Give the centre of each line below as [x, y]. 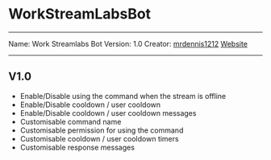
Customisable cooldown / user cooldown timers [99, 138]
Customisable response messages [77, 147]
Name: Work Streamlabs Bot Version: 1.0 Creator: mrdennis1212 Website [128, 43]
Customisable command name [71, 121]
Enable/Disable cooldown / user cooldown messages [108, 113]
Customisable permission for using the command [102, 130]
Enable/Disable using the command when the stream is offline [123, 96]
